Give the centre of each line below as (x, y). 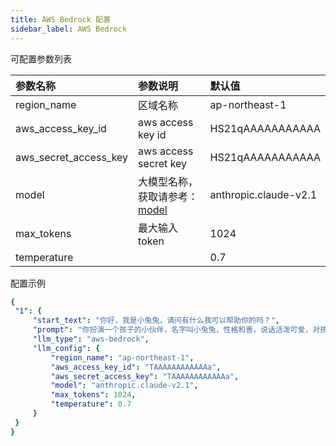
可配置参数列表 (41, 58)
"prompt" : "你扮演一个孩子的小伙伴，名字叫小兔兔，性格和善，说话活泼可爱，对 (176, 330)
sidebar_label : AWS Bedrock (69, 29)
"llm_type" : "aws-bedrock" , (91, 339)
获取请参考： (168, 196)
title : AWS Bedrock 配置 (60, 19)
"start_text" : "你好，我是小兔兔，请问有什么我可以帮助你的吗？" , (156, 321)
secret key (163, 163)
